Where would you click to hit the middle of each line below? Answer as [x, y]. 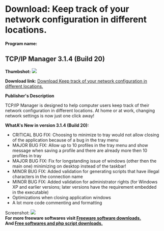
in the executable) [30, 192]
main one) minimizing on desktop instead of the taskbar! [69, 166]
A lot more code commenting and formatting [57, 202]
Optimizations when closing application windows [62, 197]
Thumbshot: [18, 71]
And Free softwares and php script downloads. [54, 223]
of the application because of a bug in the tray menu [65, 140]
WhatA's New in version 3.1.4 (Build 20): [47, 125]
